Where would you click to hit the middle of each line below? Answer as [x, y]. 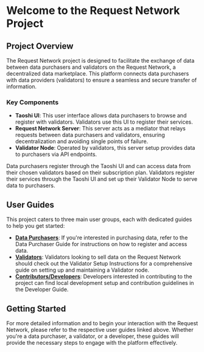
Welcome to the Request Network [93, 11]
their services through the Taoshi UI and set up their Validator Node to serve [102, 179]
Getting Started [36, 308]
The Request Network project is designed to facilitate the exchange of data [100, 61]
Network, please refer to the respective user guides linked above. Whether [100, 329]
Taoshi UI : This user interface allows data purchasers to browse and [101, 116]
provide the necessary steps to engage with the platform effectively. [92, 342]
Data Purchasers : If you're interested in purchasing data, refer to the [101, 238]
